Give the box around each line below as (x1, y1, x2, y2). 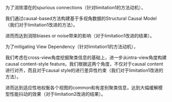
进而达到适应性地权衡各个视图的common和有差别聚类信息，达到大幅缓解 (5, 85, 159, 91)
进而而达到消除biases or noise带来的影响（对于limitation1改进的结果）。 (5, 33, 155, 38)
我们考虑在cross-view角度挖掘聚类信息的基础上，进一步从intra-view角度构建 (5, 54, 167, 60)
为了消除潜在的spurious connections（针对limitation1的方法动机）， (5, 5, 146, 10)
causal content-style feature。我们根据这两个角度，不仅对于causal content (5, 61, 163, 67)
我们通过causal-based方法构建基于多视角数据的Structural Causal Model (5, 15, 157, 22)
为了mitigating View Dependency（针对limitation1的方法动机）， (5, 44, 138, 50)
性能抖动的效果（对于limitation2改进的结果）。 (9, 91, 106, 97)
